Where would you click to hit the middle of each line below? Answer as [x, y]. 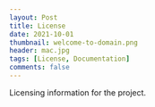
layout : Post [34, 17]
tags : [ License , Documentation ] [69, 59]
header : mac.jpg [39, 51]
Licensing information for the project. [77, 92]
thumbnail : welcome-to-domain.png [74, 42]
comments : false [39, 68]
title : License [38, 26]
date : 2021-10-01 [42, 34]
